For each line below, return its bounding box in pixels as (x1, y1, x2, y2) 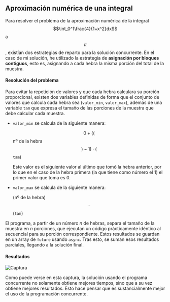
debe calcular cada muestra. (5, 111, 65, 117)
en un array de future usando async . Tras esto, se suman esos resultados (5, 236, 159, 242)
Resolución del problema (5, 77, 59, 84)
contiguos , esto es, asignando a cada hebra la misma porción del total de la (5, 60, 164, 66)
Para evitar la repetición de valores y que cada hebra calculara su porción (5, 89, 160, 95)
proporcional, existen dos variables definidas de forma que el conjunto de (5, 94, 160, 100)
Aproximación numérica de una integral (5, 4, 133, 13)
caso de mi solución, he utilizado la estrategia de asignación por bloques (5, 54, 159, 61)
